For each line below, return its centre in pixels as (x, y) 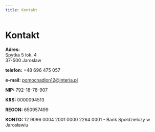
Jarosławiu (17, 125)
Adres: (13, 49)
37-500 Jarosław (24, 60)
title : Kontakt (21, 10)
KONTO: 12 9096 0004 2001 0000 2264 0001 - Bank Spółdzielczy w (78, 119)
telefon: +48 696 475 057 (33, 70)
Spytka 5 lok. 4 (21, 55)
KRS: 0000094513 (25, 99)
